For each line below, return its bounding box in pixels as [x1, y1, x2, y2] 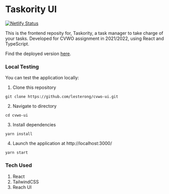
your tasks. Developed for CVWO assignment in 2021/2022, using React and [5, 35, 164, 41]
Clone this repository [12, 84, 57, 90]
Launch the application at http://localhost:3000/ [12, 140, 112, 147]
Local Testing [5, 63, 39, 70]
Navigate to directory [12, 103, 57, 109]
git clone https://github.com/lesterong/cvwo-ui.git [5, 94, 119, 100]
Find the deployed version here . [5, 51, 72, 57]
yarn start [5, 150, 28, 155]
